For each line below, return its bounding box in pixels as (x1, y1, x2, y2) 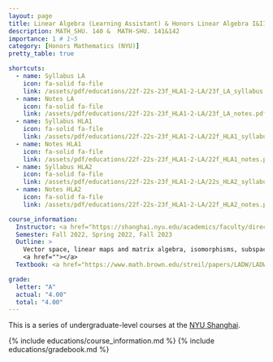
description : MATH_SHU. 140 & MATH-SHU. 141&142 (8, 27, 180, 35)
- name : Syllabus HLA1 (15, 117, 93, 126)
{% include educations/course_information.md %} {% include (8, 336, 215, 346)
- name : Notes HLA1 (15, 140, 82, 148)
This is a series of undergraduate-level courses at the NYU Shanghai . (8, 321, 241, 330)
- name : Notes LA (15, 94, 75, 102)
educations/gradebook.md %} (8, 345, 110, 355)
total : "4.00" (15, 298, 63, 306)
